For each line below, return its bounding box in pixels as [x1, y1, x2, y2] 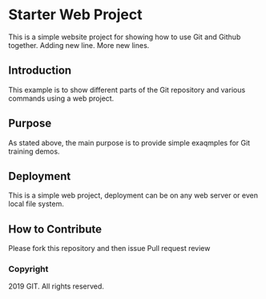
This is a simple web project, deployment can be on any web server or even [8, 190, 259, 201]
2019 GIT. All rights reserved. [8, 281, 104, 291]
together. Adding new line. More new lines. [8, 40, 150, 50]
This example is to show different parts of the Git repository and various [8, 85, 246, 94]
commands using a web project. [8, 94, 115, 103]
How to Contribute [8, 222, 103, 236]
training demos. [8, 146, 60, 156]
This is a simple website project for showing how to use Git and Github [8, 32, 241, 42]
